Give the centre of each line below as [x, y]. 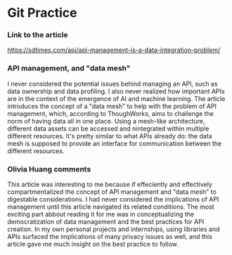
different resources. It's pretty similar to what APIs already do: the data [110, 136]
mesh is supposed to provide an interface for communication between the [115, 143]
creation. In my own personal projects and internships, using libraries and [114, 229]
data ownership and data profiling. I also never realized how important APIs [116, 91]
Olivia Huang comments [49, 169]
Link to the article [38, 35]
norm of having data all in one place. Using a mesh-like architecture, [106, 121]
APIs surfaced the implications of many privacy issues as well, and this [110, 237]
